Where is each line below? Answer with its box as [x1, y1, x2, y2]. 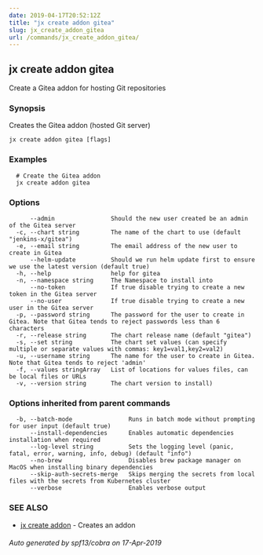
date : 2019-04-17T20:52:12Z [9, 11, 101, 20]
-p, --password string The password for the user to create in [16, 311, 245, 319]
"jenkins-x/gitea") [9, 235, 73, 243]
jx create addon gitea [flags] [9, 136, 111, 144]
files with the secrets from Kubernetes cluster [9, 477, 171, 485]
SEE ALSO [9, 502, 49, 513]
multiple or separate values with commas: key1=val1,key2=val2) [9, 345, 224, 353]
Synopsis [9, 103, 46, 114]
